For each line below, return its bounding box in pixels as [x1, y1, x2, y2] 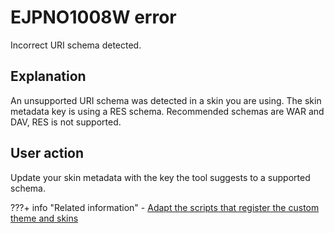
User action [10, 145, 85, 162]
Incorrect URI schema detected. [10, 39, 142, 51]
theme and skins [10, 212, 79, 224]
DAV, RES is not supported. [10, 116, 122, 128]
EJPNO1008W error [10, 6, 177, 29]
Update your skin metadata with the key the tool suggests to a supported [10, 171, 311, 183]
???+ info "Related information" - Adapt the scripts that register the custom [10, 201, 320, 213]
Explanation [10, 68, 87, 85]
